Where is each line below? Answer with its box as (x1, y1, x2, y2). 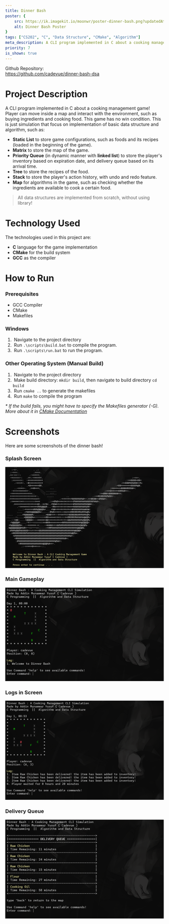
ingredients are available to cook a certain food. (12, 184, 112, 190)
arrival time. (12, 163, 38, 169)
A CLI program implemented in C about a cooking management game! (5, 105, 150, 111)
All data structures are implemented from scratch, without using (17, 194, 150, 201)
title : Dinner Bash (5, 8, 46, 13)
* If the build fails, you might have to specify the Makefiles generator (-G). (5, 403, 159, 409)
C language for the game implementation (12, 244, 98, 250)
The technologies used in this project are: (5, 234, 92, 240)
